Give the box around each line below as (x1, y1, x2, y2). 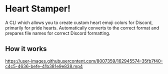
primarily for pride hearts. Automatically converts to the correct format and (5, 24, 159, 30)
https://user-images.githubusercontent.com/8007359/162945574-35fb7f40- (5, 58, 163, 64)
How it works (5, 44, 47, 53)
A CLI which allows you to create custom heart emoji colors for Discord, (5, 19, 153, 25)
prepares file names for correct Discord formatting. (5, 30, 110, 36)
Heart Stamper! (5, 3, 71, 14)
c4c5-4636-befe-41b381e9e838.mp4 (5, 63, 83, 69)
